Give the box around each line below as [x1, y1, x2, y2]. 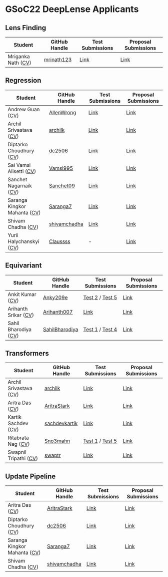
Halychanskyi [7, 238, 39, 245]
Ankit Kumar [7, 291, 36, 298]
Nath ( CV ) [7, 59, 31, 66]
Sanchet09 [49, 182, 75, 189]
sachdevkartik [44, 420, 78, 427]
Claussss [49, 238, 70, 245]
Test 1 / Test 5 [83, 437, 117, 444]
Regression [5, 76, 41, 85]
